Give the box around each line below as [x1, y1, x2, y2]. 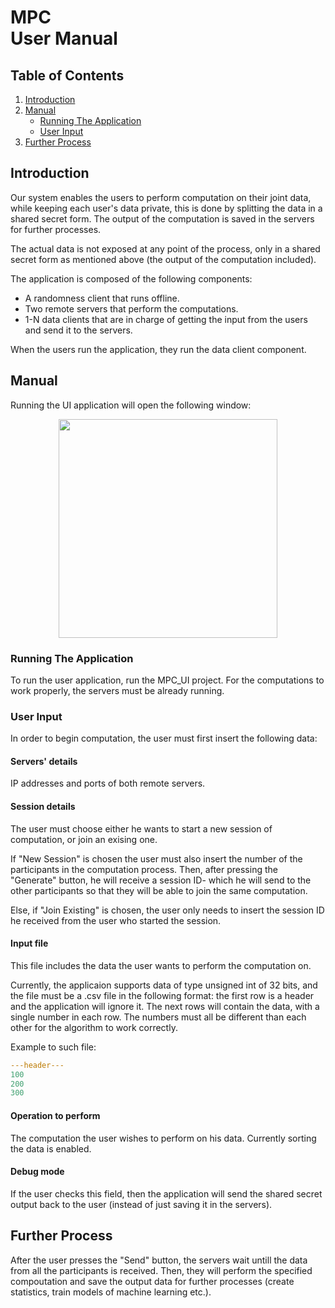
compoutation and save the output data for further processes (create [10, 1275, 295, 1287]
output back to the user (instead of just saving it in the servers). [10, 1198, 273, 1210]
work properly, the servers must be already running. [10, 684, 225, 696]
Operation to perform [10, 1109, 101, 1121]
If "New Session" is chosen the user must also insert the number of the [10, 852, 303, 865]
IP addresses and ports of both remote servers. [10, 777, 206, 790]
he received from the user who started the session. [10, 914, 222, 926]
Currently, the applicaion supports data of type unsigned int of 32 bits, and [10, 979, 318, 991]
